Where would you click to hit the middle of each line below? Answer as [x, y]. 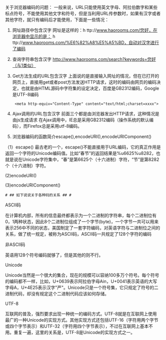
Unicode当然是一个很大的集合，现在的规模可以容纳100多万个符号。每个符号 [82, 275]
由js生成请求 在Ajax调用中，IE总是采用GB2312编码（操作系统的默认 [81, 120]
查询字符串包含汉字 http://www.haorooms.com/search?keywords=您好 [84, 59]
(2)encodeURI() [21, 175]
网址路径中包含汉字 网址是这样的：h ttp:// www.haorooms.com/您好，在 [85, 30]
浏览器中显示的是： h [34, 36]
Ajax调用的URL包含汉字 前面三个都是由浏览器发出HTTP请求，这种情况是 [86, 114]
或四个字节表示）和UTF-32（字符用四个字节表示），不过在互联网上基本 [77, 326]
